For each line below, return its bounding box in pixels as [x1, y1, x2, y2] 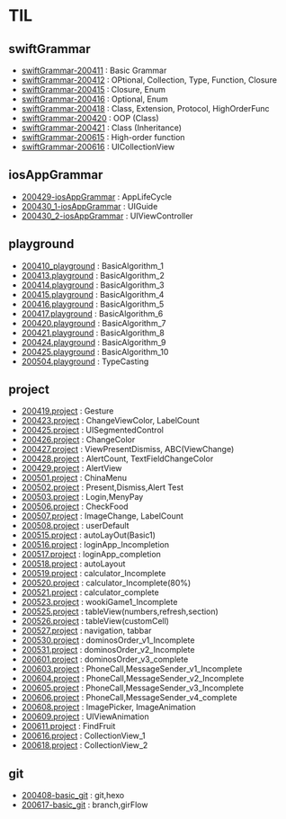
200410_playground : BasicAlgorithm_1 [21, 260, 164, 271]
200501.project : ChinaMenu [21, 473, 128, 484]
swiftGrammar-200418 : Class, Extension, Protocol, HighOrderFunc [21, 103, 270, 113]
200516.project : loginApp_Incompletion [21, 539, 170, 550]
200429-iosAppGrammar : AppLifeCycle [21, 191, 173, 202]
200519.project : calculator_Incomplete [21, 568, 166, 579]
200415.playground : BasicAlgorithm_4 [21, 289, 165, 299]
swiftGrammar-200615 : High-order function [21, 132, 185, 142]
